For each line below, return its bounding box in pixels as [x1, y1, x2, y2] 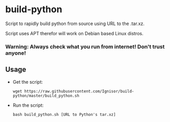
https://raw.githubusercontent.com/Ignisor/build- [24, 88, 134, 94]
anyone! [5, 50, 27, 57]
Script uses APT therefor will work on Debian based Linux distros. [5, 30, 144, 36]
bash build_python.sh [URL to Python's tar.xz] [12, 112, 116, 117]
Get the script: [12, 79, 43, 85]
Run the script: [12, 102, 44, 108]
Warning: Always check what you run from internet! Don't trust [5, 43, 165, 50]
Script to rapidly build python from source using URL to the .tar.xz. [5, 20, 144, 27]
